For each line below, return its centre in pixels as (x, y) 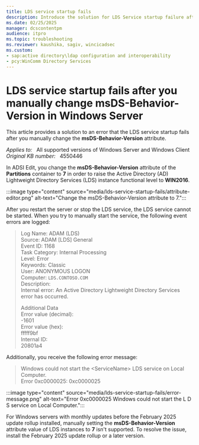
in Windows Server (95, 116)
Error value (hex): (42, 327)
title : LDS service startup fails (49, 12)
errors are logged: (28, 222)
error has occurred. (44, 296)
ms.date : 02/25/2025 (32, 23)
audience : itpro (26, 34)
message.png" (24, 399)
